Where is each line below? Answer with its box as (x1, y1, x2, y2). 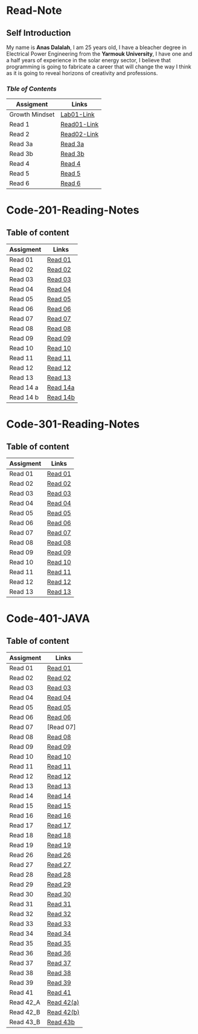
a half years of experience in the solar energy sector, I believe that (6, 57, 171, 64)
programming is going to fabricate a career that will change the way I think (6, 63, 191, 70)
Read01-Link (60, 120, 99, 129)
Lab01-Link (60, 110, 95, 119)
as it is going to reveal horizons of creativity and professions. (6, 70, 158, 76)
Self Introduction (6, 28, 71, 38)
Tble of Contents (6, 84, 57, 93)
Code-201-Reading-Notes (6, 203, 139, 217)
